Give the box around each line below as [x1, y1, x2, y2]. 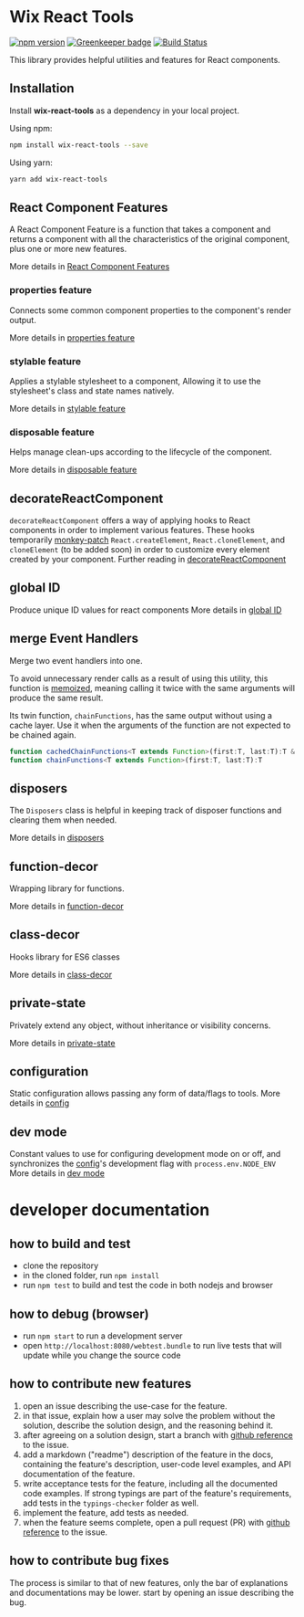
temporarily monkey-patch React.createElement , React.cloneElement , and [9, 534, 285, 545]
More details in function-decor [9, 901, 125, 912]
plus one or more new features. [9, 244, 127, 255]
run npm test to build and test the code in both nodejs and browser [22, 1280, 274, 1291]
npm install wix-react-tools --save [9, 140, 148, 150]
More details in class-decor [9, 969, 113, 980]
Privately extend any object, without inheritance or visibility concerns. [9, 1020, 271, 1031]
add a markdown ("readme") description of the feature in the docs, [22, 1449, 274, 1460]
